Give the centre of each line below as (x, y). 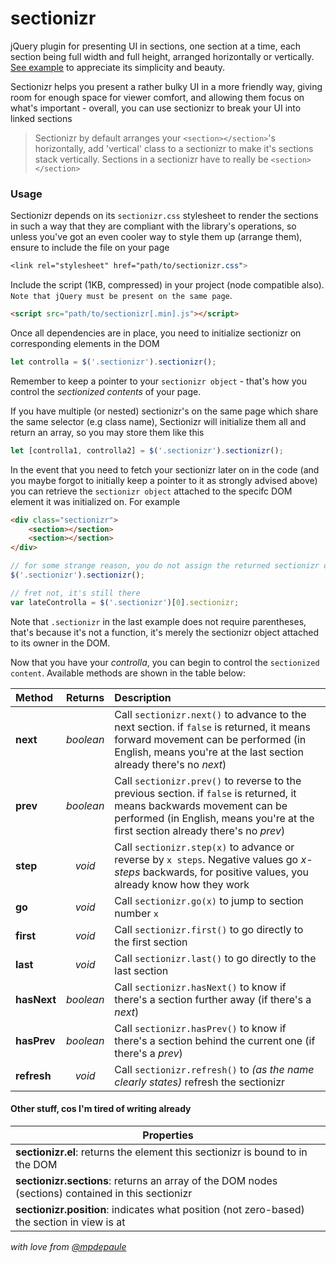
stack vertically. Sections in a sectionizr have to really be (151, 159)
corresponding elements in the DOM (85, 343)
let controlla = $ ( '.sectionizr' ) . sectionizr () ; (113, 362)
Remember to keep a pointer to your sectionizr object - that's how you (159, 381)
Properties (168, 1135)
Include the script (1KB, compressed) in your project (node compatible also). (167, 285)
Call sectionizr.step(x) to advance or (204, 847)
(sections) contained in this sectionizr (104, 1193)
